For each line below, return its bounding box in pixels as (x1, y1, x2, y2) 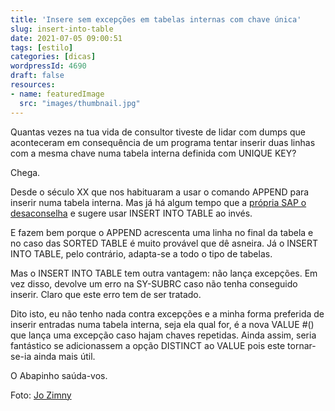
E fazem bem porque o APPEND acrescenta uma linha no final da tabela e (10, 226, 314, 238)
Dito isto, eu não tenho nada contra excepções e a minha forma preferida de (10, 307, 325, 320)
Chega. (10, 166, 41, 178)
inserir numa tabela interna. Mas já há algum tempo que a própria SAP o (10, 196, 307, 208)
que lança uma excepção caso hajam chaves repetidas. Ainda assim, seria (10, 329, 317, 341)
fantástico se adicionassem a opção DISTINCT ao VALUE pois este (10, 339, 286, 351)
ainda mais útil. (33, 350, 96, 362)
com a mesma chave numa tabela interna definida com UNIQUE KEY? (10, 147, 297, 159)
